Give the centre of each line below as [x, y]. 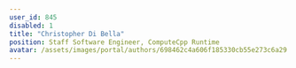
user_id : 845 [33, 17]
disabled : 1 [31, 26]
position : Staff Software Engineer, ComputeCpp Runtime [114, 42]
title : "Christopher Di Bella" [67, 34]
